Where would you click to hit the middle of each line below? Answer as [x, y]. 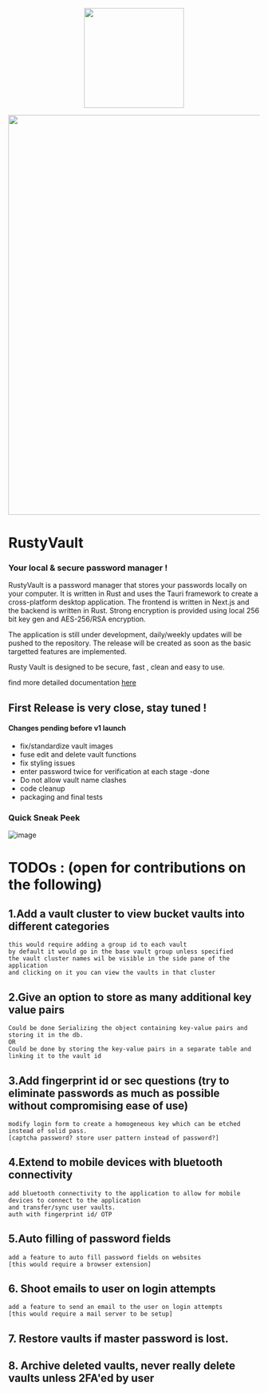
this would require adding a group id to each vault [98, 945]
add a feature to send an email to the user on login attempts [116, 1307]
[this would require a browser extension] [80, 1264]
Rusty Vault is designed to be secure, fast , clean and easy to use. [116, 667]
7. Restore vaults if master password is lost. [118, 1338]
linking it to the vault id [55, 1056]
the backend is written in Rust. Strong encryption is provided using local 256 [134, 611]
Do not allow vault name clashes [73, 780]
